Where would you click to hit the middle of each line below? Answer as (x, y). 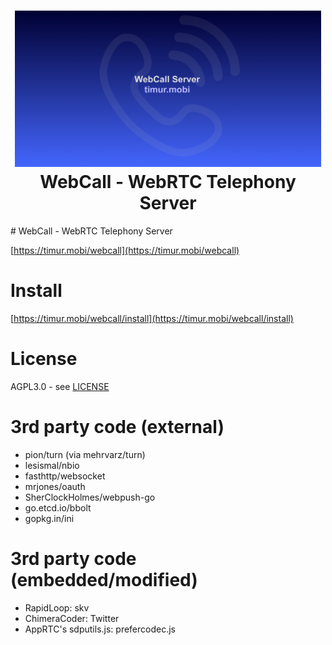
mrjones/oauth (55, 486)
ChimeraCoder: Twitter (72, 618)
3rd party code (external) (117, 427)
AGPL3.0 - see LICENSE (60, 386)
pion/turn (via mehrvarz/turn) (85, 454)
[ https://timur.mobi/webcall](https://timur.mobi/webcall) (125, 250)
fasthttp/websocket (65, 476)
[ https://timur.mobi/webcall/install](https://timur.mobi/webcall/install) (152, 318)
